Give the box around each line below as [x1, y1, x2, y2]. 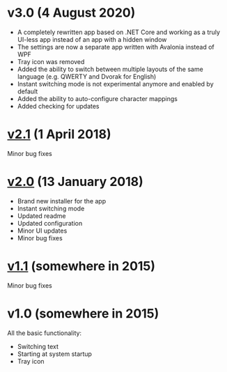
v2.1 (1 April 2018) [7, 127, 111, 142]
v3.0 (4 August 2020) [7, 5, 136, 21]
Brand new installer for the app [17, 196, 107, 205]
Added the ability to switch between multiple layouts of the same [17, 65, 203, 73]
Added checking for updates [17, 102, 100, 110]
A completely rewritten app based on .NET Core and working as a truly [17, 28, 221, 36]
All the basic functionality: [7, 329, 82, 337]
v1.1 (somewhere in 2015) [7, 258, 155, 274]
